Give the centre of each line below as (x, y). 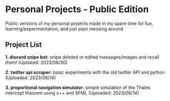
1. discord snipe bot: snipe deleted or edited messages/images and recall (82, 57)
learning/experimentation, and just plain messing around (64, 28)
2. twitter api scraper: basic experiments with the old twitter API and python (85, 72)
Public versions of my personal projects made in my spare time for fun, (79, 23)
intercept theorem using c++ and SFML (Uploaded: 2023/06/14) (72, 93)
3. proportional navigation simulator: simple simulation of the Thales (78, 87)
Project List (24, 45)
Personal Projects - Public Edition (77, 9)
